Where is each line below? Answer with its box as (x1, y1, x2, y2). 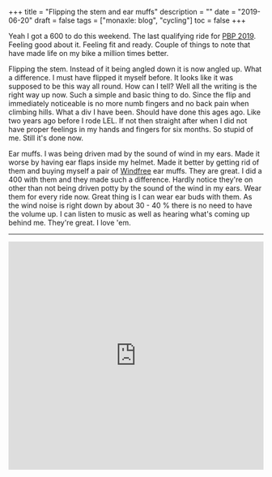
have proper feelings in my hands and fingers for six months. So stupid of (8, 125, 253, 134)
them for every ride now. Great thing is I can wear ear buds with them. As (8, 192, 253, 201)
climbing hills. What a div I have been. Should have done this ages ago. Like (8, 107, 261, 117)
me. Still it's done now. (8, 133, 83, 143)
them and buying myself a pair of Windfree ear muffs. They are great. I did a (8, 166, 262, 175)
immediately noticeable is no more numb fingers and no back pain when (8, 99, 249, 108)
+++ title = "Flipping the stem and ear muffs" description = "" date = (8, 7, 236, 16)
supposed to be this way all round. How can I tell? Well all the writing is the (8, 81, 257, 91)
